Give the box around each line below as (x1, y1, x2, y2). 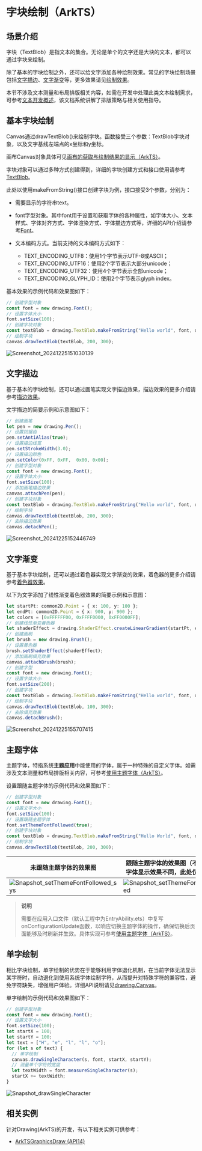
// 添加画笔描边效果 (6, 485, 50, 491)
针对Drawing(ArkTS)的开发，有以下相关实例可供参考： (6, 1125, 141, 1133)
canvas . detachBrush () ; (6, 715, 63, 721)
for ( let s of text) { (6, 1045, 63, 1051)
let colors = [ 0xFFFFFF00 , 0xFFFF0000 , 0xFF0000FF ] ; (6, 614, 141, 620)
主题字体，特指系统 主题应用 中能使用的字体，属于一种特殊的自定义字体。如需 (6, 762, 196, 769)
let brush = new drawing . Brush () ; (6, 637, 93, 643)
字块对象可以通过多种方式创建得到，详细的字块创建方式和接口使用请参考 (6, 166, 185, 173)
